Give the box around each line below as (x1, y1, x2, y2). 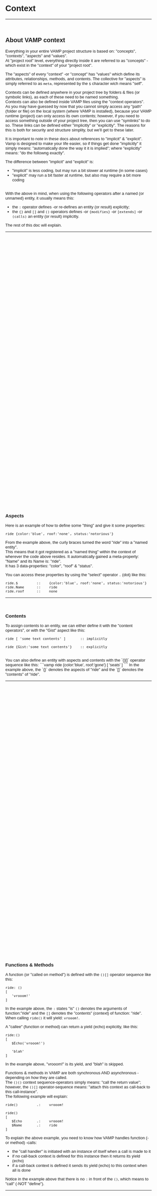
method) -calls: (10, 1140, 37, 1145)
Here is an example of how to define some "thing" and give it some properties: (5, 523, 145, 528)
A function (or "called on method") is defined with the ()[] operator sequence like (5, 972, 151, 977)
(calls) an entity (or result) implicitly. (12, 214, 79, 219)
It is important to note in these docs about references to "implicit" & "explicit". (5, 136, 143, 142)
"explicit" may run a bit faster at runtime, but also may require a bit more (12, 173, 141, 178)
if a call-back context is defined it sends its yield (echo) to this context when (12, 1163, 147, 1168)
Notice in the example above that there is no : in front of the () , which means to (5, 1176, 148, 1181)
